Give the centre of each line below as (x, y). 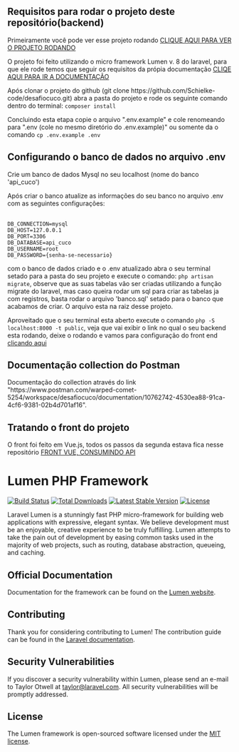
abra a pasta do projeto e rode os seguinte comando (150, 98)
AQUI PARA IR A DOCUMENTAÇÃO (58, 76)
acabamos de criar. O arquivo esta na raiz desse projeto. (90, 306)
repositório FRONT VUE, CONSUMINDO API (71, 452)
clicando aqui (27, 342)
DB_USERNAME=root (33, 249)
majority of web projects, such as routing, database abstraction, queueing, (117, 545)
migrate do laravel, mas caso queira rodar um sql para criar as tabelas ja (113, 291)
